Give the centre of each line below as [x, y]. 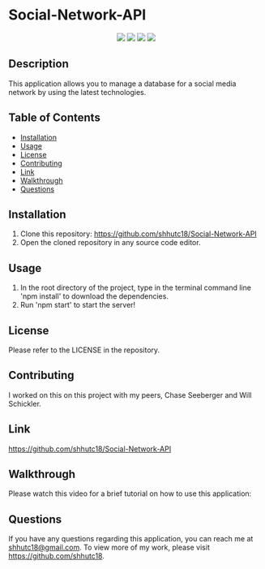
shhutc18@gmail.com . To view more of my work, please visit [109, 547]
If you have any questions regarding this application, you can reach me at [131, 539]
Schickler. [25, 403]
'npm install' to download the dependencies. [94, 296]
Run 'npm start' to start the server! [78, 305]
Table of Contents [55, 118]
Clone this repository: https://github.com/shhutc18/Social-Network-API [138, 234]
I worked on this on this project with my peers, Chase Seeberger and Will [130, 394]
